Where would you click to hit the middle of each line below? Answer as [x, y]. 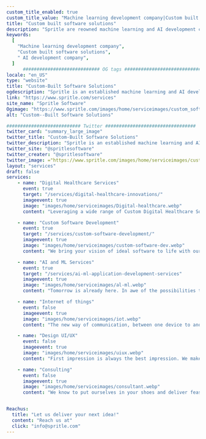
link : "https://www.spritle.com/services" [61, 98]
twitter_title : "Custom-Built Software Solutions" [72, 138]
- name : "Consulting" [45, 370]
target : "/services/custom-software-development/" [89, 234]
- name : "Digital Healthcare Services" [68, 183]
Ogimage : [17, 109]
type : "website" [27, 80]
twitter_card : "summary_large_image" [55, 132]
